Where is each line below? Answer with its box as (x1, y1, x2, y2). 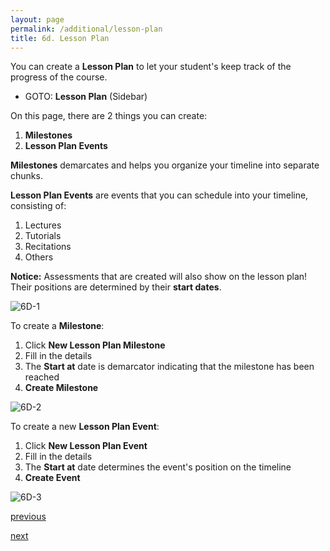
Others (24, 251, 54, 263)
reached (24, 371, 60, 383)
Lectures (24, 219, 62, 231)
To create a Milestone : (10, 320, 105, 332)
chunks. (10, 170, 43, 182)
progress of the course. (10, 71, 108, 83)
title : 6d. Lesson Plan (10, 33, 110, 43)
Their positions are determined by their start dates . (10, 281, 222, 293)
